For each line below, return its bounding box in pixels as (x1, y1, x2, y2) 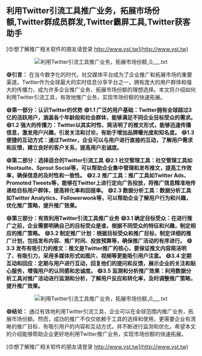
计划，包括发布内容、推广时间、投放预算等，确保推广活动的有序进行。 (11, 237, 185, 244)
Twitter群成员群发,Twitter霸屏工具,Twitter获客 (17, 17, 191, 27)
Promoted (6, 179, 32, 186)
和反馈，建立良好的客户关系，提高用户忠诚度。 (6, 144, 122, 151)
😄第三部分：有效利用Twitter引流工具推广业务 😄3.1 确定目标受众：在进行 (6, 214, 188, 221)
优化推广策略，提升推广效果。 (6, 201, 80, 209)
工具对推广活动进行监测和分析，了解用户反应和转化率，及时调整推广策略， (11, 274, 196, 281)
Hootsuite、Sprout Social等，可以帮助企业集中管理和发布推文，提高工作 (6, 164, 187, 171)
